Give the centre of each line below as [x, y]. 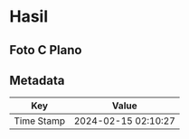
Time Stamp [40, 121]
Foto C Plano [46, 50]
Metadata [37, 80]
